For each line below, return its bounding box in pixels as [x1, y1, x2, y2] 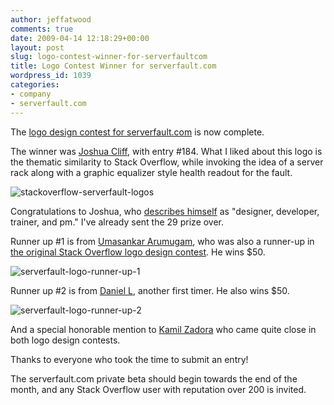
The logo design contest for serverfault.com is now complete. [10, 126, 265, 138]
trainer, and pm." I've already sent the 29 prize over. [10, 216, 225, 228]
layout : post [10, 42, 65, 53]
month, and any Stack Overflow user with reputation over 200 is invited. [10, 383, 307, 395]
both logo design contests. [10, 334, 121, 346]
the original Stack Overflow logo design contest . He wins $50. [10, 246, 266, 258]
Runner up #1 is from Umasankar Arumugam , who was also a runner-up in [10, 235, 315, 247]
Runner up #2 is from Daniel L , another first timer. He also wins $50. [10, 284, 290, 296]
